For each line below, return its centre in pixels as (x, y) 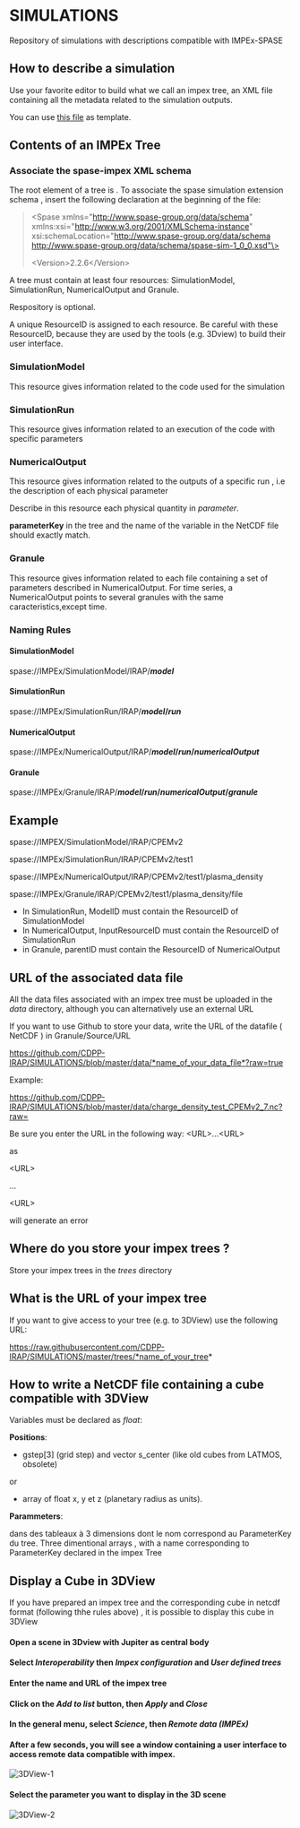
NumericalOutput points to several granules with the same (116, 597)
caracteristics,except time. (58, 607)
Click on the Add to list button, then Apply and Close (108, 1703)
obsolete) (40, 1464)
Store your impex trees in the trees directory (91, 1270)
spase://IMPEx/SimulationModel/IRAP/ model (92, 671)
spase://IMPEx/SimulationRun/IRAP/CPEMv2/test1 (101, 859)
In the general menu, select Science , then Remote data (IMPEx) (129, 1724)
